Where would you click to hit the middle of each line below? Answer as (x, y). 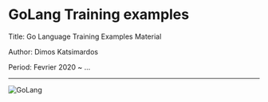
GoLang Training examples (99, 15)
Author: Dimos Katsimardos (53, 51)
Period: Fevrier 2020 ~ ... (49, 67)
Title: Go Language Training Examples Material (85, 36)
